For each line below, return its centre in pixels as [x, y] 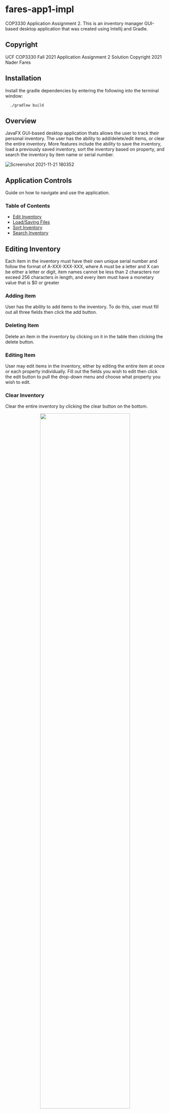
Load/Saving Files [31, 222]
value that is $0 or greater [32, 283]
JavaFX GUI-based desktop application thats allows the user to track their [82, 133]
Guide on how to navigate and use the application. [57, 193]
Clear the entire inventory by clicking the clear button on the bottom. [77, 406]
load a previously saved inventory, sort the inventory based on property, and [85, 149]
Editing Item [20, 355]
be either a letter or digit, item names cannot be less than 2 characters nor [83, 272]
